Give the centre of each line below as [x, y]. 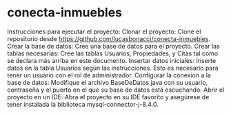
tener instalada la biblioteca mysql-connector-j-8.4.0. [83, 104]
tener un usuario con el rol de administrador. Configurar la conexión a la [109, 75]
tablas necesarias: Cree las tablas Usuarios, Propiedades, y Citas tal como [113, 53]
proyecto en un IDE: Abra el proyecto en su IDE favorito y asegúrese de [108, 97]
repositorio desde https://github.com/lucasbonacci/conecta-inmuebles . [109, 38]
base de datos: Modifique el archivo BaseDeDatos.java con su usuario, [108, 82]
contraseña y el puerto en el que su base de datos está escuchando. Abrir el [116, 90]
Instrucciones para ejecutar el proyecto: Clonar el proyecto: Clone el [104, 31]
